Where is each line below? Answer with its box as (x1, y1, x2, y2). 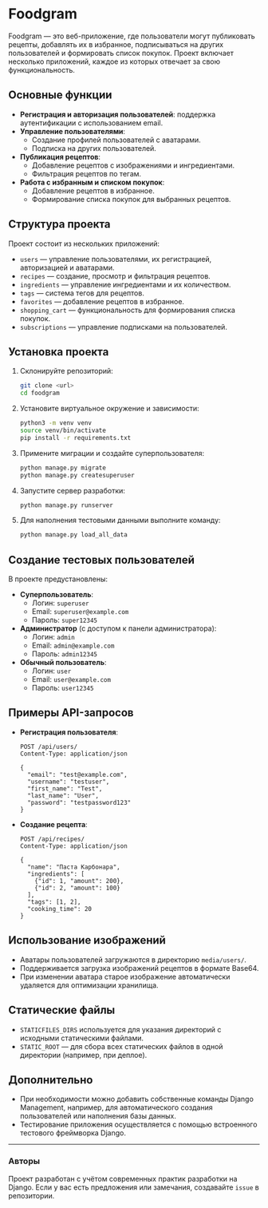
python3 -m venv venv (19, 419, 93, 427)
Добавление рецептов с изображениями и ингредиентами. (31, 160, 235, 170)
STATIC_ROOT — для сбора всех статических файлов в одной (19, 1041, 223, 1051)
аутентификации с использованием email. (19, 117, 164, 128)
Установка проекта (8, 345, 109, 358)
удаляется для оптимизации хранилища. (19, 980, 159, 990)
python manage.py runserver (19, 501, 113, 509)
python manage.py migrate (19, 464, 106, 472)
